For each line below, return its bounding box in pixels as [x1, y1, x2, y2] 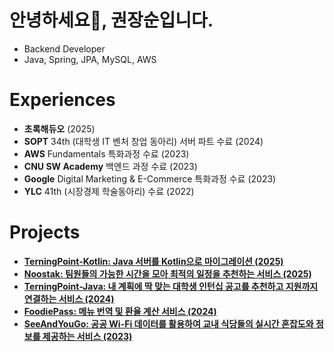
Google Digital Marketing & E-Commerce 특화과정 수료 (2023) [23, 172, 277, 185]
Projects [9, 221, 81, 244]
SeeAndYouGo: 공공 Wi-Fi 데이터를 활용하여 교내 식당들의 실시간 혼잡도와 [23, 317, 314, 330]
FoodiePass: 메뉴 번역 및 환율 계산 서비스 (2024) [23, 305, 217, 317]
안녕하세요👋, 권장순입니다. [9, 9, 214, 32]
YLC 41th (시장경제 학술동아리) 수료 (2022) [23, 185, 195, 197]
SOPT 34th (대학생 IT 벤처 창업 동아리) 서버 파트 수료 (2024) [23, 135, 264, 147]
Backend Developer [23, 42, 106, 55]
